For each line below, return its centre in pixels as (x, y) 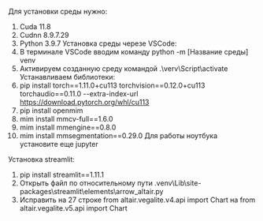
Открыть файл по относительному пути (86, 183)
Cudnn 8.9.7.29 (44, 35)
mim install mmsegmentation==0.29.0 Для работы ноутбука (119, 136)
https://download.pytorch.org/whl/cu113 (84, 102)
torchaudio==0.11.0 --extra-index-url (79, 94)
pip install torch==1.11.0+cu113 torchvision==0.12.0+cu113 (112, 85)
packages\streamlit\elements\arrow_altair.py (91, 191)
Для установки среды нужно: (58, 11)
